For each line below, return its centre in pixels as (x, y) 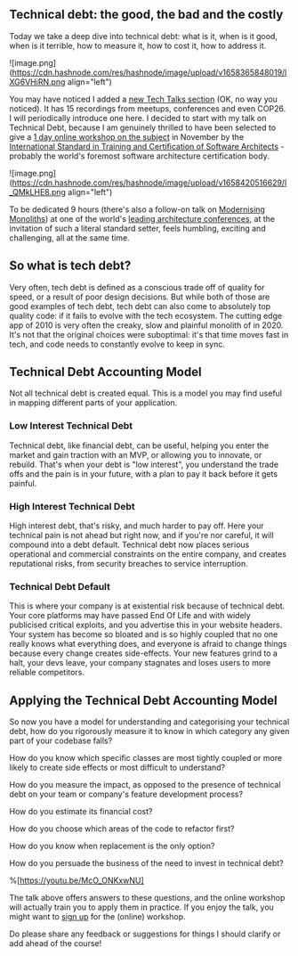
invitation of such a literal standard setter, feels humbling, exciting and (137, 228)
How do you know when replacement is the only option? (112, 846)
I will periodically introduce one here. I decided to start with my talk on (138, 118)
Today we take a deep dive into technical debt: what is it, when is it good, (144, 36)
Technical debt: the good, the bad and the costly (146, 15)
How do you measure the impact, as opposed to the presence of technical (145, 785)
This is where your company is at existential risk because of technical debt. (147, 606)
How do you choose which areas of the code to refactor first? (122, 829)
